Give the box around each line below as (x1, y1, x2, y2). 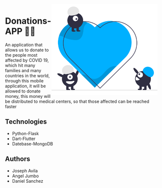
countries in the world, (5, 73, 50, 78)
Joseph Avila (12, 168, 38, 173)
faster (5, 103, 17, 110)
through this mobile (5, 78, 44, 83)
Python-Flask (12, 130, 39, 136)
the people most (5, 52, 38, 58)
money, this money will (5, 93, 51, 99)
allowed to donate (5, 88, 41, 94)
